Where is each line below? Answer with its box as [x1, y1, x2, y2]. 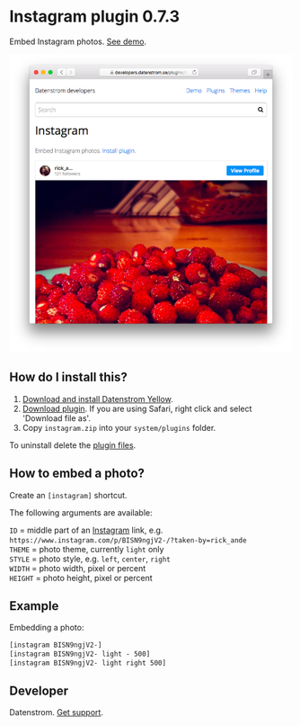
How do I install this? [9, 370, 128, 385]
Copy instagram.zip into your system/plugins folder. [22, 422, 216, 433]
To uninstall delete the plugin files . [9, 439, 137, 451]
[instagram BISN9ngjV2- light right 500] [9, 659, 167, 668]
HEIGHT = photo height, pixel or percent [9, 572, 153, 583]
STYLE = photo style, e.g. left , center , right [9, 553, 171, 564]
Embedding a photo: [9, 623, 84, 633]
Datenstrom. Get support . [9, 707, 103, 718]
